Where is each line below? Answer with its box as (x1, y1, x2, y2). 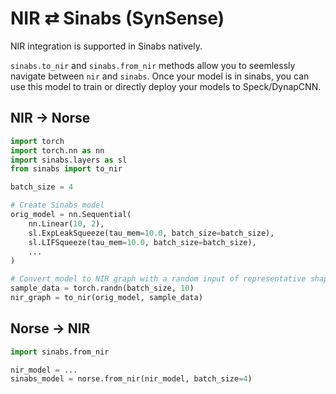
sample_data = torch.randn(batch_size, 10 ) (10, 283, 195, 294)
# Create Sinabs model (10, 200, 105, 211)
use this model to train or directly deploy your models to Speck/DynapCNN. (10, 80, 322, 92)
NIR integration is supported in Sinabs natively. (10, 40, 203, 52)
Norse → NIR (10, 320, 91, 337)
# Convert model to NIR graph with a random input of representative (10, 274, 307, 284)
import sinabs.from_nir (10, 347, 110, 357)
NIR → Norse (10, 110, 91, 127)
